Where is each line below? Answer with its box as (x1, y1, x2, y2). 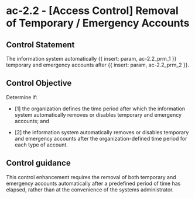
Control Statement (6, 40, 75, 50)
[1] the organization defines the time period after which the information (14, 105, 186, 112)
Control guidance (6, 158, 71, 168)
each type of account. (14, 141, 69, 148)
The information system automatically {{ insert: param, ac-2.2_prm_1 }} (6, 55, 177, 62)
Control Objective (6, 78, 72, 88)
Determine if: (6, 93, 37, 100)
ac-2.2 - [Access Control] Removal (6, 4, 179, 18)
